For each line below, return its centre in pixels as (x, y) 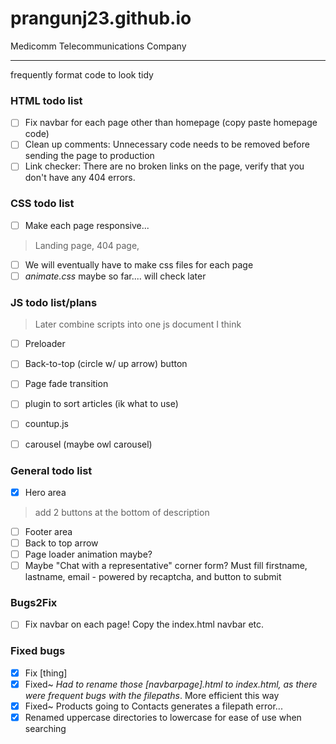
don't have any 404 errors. (80, 178)
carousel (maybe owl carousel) (88, 444)
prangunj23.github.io (101, 18)
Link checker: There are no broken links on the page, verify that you (164, 166)
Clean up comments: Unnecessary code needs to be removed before (167, 144)
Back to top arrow (61, 543)
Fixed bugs (38, 651)
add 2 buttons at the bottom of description (122, 512)
